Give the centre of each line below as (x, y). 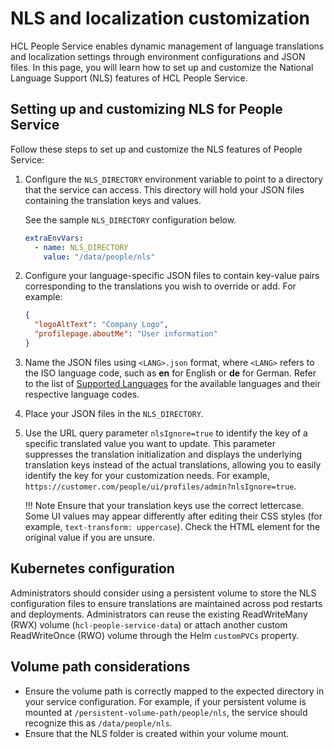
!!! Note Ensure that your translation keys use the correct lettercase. (164, 505)
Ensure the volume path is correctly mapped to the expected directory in (174, 691)
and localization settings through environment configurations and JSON (158, 56)
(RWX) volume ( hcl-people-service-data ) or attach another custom (149, 624)
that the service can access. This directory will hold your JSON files (164, 189)
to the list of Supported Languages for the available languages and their (173, 383)
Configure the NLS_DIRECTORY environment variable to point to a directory (173, 179)
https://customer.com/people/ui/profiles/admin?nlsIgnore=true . (160, 486)
